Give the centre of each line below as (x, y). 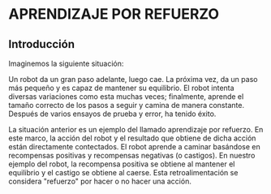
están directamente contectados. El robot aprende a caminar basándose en (135, 147)
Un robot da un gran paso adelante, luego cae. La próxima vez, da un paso (133, 79)
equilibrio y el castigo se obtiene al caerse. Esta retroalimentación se (123, 172)
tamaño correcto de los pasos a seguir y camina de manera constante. (127, 105)
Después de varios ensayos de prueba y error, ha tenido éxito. (112, 114)
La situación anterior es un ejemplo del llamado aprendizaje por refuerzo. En (136, 129)
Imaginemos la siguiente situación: (66, 63)
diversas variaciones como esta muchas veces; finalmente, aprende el (126, 97)
